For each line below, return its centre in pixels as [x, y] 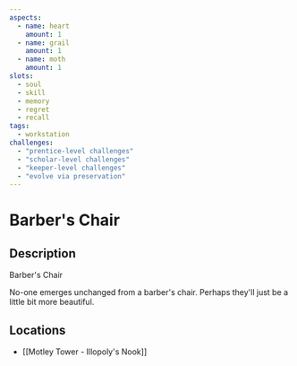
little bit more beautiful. [52, 302]
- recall [34, 118]
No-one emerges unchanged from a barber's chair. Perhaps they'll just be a [149, 292]
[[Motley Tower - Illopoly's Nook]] [85, 352]
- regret [34, 109]
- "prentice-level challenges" [76, 151]
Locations [38, 330]
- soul [30, 84]
